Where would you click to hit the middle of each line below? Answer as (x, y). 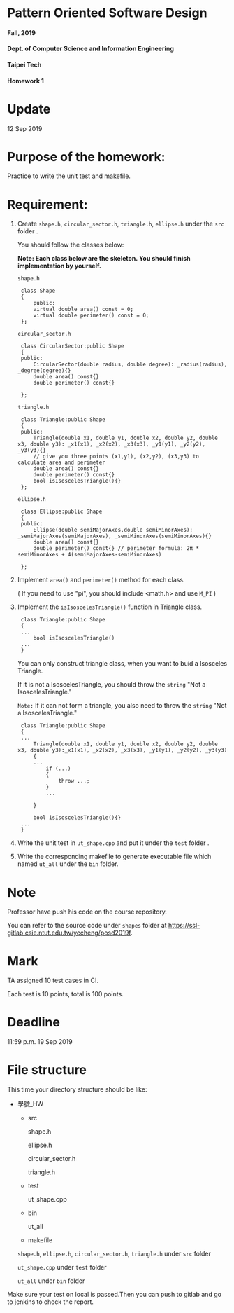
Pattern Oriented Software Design (107, 13)
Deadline (34, 1023)
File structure (47, 1070)
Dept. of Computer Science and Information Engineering (91, 49)
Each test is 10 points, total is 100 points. (65, 994)
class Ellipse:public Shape (61, 512)
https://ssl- (184, 926)
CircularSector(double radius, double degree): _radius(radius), (130, 365)
